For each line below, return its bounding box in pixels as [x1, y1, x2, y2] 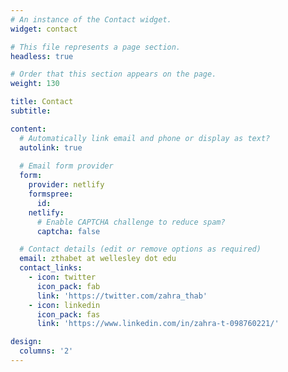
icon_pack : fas [36, 309, 101, 320]
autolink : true [19, 142, 83, 153]
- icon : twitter [28, 272, 97, 282]
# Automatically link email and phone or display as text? [19, 133, 271, 143]
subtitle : [10, 106, 52, 116]
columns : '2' [19, 346, 74, 356]
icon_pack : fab [36, 281, 101, 291]
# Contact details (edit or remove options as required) [19, 244, 262, 255]
